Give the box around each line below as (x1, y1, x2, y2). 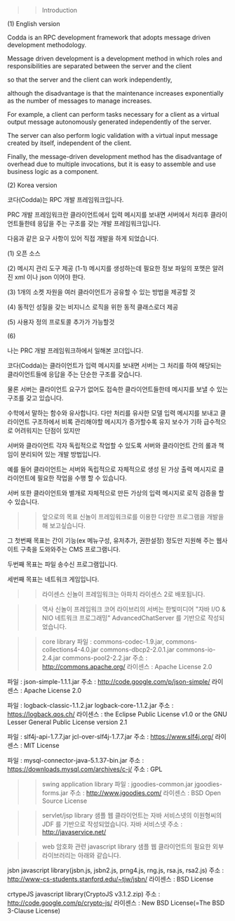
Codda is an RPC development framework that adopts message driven (7, 33, 211, 42)
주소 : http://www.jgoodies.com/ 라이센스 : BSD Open (69, 789, 221, 797)
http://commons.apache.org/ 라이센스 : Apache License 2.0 (41, 663, 213, 671)
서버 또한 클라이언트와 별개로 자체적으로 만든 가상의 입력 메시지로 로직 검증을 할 (7, 489, 224, 497)
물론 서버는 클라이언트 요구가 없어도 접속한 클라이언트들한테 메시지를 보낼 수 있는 (7, 385, 229, 393)
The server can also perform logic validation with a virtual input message (7, 132, 218, 139)
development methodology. (7, 41, 87, 49)
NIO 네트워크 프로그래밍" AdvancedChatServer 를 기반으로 (41, 614, 206, 622)
